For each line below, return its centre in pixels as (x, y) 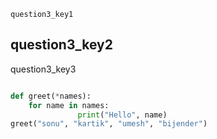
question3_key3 (43, 69)
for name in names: (69, 105)
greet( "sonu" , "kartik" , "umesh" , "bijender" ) (109, 124)
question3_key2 (61, 45)
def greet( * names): (51, 96)
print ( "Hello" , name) (122, 115)
